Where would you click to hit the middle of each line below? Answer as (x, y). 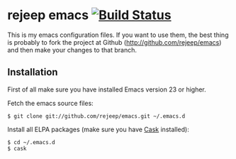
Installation (33, 72)
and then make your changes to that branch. (72, 50)
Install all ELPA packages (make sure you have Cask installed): (98, 129)
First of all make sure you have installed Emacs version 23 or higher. (107, 89)
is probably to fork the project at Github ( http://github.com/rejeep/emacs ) (114, 42)
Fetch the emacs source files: (50, 103)
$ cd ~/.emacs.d (31, 142)
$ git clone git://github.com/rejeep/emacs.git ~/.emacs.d (96, 116)
